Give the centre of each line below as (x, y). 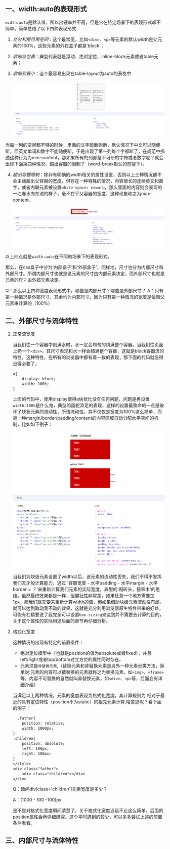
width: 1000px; (38, 728)
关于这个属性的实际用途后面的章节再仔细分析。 (61, 620)
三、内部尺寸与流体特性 (42, 841)
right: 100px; (37, 753)
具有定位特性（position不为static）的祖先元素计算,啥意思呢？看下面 (92, 701)
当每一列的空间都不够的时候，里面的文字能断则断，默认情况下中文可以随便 (83, 145)
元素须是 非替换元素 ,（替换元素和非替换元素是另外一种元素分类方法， (90, 665)
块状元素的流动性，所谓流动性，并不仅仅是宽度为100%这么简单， (90, 412)
